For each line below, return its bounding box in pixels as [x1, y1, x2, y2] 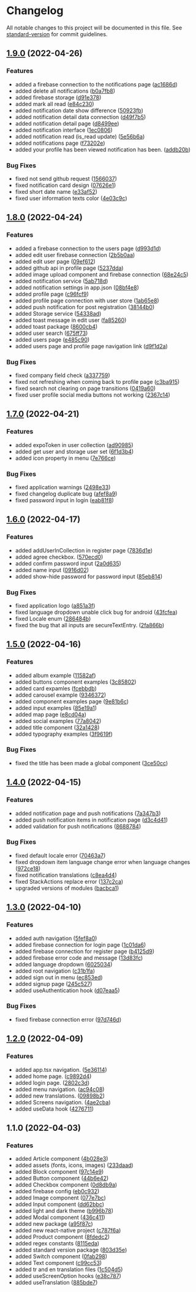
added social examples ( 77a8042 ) [15, 717, 102, 724]
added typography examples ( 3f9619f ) [15, 730, 113, 738]
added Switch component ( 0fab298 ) [15, 1253, 108, 1260]
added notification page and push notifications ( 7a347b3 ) [15, 809, 161, 817]
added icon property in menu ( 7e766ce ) [15, 454, 116, 462]
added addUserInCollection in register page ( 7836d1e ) [15, 546, 153, 554]
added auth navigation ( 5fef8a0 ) [15, 935, 97, 942]
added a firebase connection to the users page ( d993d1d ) [15, 245, 161, 252]
